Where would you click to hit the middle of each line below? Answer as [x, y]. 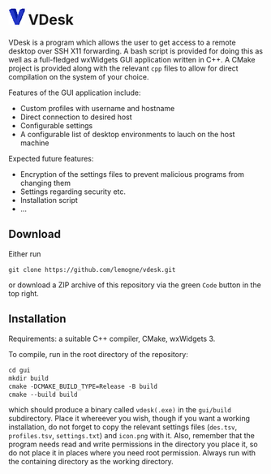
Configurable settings [56, 125]
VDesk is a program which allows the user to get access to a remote [123, 42]
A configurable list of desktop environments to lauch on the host [127, 134]
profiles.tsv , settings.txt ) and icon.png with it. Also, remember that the [132, 435]
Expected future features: [51, 158]
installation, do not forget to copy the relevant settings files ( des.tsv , [123, 427]
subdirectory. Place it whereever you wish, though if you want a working [129, 418]
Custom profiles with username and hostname [97, 108]
